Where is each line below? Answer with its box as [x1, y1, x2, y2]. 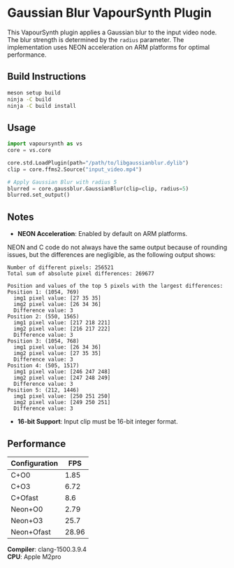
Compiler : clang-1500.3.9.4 [7, 545, 87, 553]
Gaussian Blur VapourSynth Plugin [7, 5, 212, 21]
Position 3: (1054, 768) [7, 338, 80, 345]
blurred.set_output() [7, 191, 71, 199]
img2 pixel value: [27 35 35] [13, 350, 101, 357]
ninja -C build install [7, 102, 77, 109]
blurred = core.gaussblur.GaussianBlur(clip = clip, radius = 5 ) [7, 185, 189, 192]
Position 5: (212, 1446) [7, 387, 80, 394]
